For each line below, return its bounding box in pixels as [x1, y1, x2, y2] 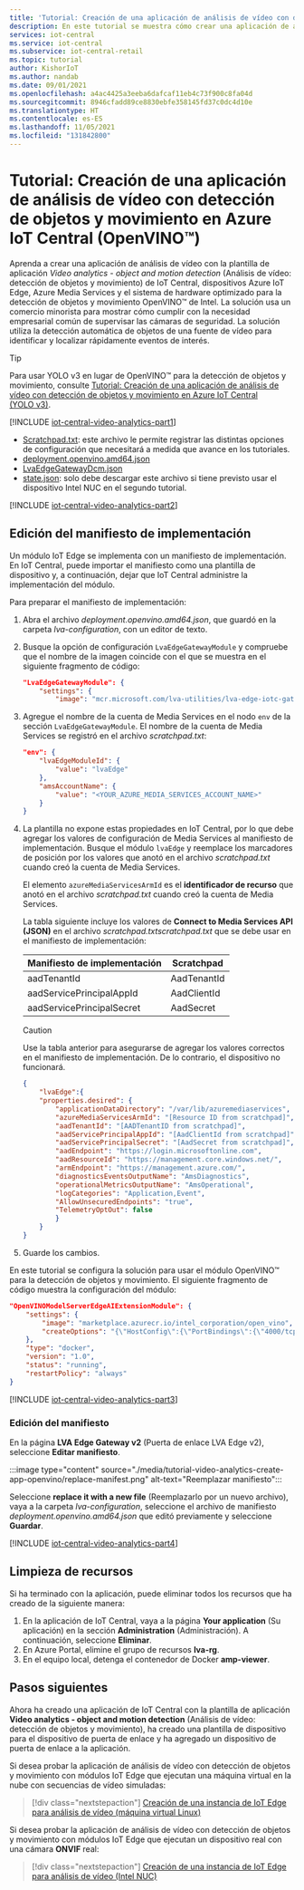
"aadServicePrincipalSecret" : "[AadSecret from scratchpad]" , [55, 1138, 295, 1147]
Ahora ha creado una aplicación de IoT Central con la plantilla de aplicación [9, 1704, 290, 1715]
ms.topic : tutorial [9, 55, 83, 64]
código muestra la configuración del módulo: [9, 1284, 176, 1295]
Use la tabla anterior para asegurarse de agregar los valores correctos [22, 1043, 285, 1054]
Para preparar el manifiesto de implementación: [9, 596, 187, 607]
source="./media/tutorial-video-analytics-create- [100, 1464, 284, 1475]
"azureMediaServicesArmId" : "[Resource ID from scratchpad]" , [55, 1113, 295, 1122]
